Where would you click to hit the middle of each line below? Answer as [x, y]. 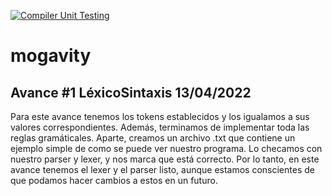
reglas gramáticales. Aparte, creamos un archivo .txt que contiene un [153, 138]
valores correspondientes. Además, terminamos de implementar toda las [160, 127]
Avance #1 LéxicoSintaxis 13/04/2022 [131, 92]
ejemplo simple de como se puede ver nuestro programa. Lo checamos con [166, 148]
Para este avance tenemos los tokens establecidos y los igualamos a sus [160, 116]
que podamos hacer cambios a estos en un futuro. [114, 180]
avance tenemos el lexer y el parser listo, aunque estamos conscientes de [162, 169]
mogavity [51, 56]
